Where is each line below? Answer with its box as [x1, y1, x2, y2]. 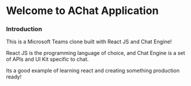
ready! [6, 73, 22, 80]
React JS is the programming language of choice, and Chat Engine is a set [6, 50, 186, 57]
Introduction [6, 25, 42, 33]
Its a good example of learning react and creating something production [6, 67, 180, 74]
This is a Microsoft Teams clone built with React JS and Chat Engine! [6, 38, 172, 45]
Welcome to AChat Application [6, 4, 159, 18]
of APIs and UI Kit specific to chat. [6, 56, 89, 63]
